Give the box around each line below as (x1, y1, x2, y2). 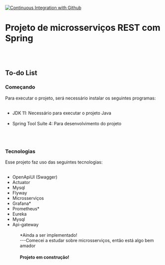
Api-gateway (12, 221, 39, 227)
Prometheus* (12, 205, 40, 211)
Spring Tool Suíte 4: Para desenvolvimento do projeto (12, 120, 121, 126)
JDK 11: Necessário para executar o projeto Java (12, 110, 111, 116)
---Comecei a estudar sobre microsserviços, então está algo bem (19, 237, 154, 243)
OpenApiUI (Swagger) (12, 174, 58, 180)
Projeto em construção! (19, 254, 69, 260)
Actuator (12, 179, 31, 185)
